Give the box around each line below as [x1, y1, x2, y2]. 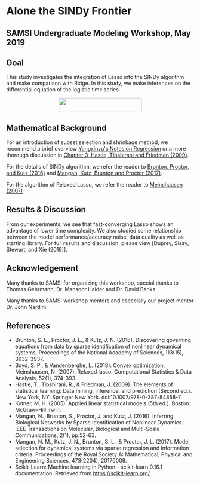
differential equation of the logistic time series [6, 86, 119, 93]
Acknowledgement [6, 263, 79, 273]
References [6, 320, 50, 331]
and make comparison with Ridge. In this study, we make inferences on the [6, 80, 191, 87]
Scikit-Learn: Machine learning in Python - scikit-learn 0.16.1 [14, 463, 162, 470]
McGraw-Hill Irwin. [14, 406, 61, 414]
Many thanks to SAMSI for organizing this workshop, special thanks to [6, 279, 179, 286]
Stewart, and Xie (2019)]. [6, 246, 67, 253]
